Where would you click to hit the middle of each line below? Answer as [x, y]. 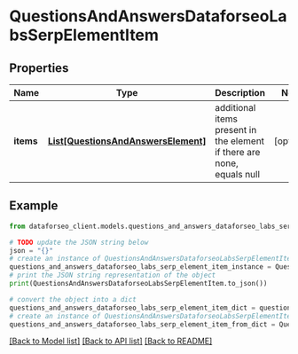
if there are [237, 152]
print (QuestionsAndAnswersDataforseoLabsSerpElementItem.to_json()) [138, 284]
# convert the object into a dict [73, 299]
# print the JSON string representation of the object [113, 275]
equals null [237, 174]
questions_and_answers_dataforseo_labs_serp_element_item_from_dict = [142, 324]
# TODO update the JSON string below [79, 242]
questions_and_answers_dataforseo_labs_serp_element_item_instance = [141, 267]
